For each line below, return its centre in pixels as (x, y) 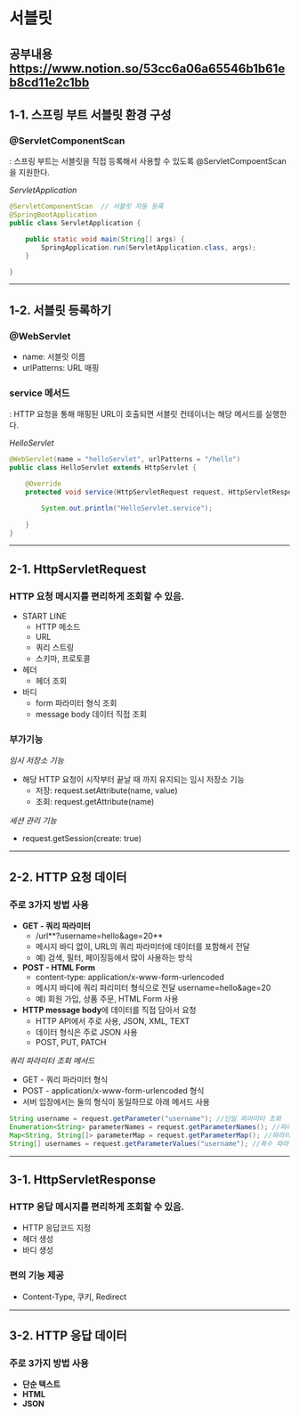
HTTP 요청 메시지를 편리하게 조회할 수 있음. (97, 596)
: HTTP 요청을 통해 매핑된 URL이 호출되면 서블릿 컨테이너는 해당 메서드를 (136, 414)
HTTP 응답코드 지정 (57, 1228)
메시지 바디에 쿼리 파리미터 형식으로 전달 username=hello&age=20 (153, 988)
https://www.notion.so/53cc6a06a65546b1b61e (147, 68)
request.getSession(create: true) (82, 839)
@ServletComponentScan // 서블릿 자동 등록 (87, 207)
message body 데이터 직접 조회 (91, 715)
